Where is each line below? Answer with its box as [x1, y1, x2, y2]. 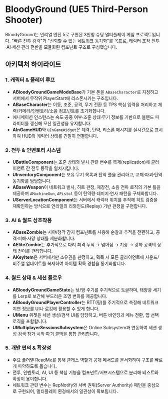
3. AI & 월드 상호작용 [5, 217, 52, 224]
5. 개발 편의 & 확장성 [5, 344, 51, 351]
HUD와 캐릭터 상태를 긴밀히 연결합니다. [21, 133, 98, 139]
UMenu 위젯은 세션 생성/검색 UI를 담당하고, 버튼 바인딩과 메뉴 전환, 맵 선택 [12, 312, 159, 318]
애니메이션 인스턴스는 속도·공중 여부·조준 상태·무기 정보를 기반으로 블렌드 [12, 114, 154, 120]
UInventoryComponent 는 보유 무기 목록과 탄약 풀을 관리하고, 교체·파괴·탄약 [12, 171, 162, 177]
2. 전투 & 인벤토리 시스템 [5, 147, 61, 154]
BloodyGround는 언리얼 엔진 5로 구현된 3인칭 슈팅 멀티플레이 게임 [5, 31, 135, 37]
